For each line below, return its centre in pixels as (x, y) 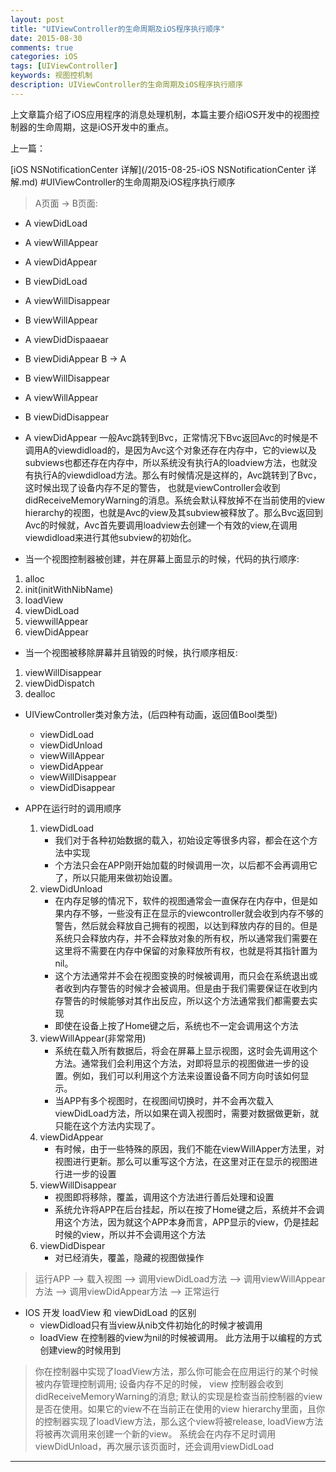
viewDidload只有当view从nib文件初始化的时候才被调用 (151, 1325)
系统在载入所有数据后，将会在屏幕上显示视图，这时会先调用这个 (186, 1050)
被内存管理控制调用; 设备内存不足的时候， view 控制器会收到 (159, 1383)
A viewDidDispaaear (66, 339)
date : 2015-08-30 (46, 38)
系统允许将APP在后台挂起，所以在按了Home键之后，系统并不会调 (189, 1209)
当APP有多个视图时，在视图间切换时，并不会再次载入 (164, 1100)
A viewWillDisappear (67, 300)
